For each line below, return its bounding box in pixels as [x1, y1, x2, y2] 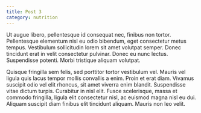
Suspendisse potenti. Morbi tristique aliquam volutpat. [6, 56, 141, 64]
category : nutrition [6, 14, 59, 20]
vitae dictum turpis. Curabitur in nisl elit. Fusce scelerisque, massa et [6, 87, 177, 94]
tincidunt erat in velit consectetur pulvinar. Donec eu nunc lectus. [6, 50, 168, 57]
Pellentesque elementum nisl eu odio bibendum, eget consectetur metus [6, 37, 187, 44]
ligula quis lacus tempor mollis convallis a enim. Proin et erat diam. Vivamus [6, 75, 194, 82]
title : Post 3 [6, 8, 42, 15]
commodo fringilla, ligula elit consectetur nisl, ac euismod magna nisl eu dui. [6, 94, 196, 101]
